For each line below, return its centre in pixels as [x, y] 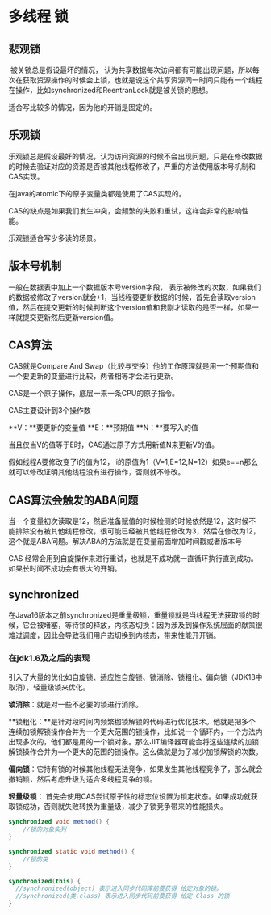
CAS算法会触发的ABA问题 [73, 500]
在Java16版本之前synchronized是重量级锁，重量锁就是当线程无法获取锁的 [131, 615]
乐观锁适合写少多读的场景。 [54, 238]
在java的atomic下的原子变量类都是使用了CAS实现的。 [97, 193]
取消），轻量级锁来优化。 [49, 687]
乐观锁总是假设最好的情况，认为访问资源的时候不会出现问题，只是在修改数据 [135, 156]
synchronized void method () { [59, 822]
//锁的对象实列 [45, 829]
